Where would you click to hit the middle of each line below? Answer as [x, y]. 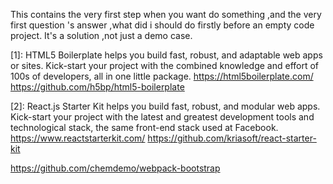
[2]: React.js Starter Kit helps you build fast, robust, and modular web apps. [165, 106]
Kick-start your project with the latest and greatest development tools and [162, 117]
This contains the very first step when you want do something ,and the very [166, 14]
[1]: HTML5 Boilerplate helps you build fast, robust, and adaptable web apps [166, 55]
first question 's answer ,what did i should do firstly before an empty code [162, 25]
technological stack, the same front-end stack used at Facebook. [144, 127]
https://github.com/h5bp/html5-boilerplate [97, 87]
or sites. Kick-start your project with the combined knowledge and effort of [165, 65]
